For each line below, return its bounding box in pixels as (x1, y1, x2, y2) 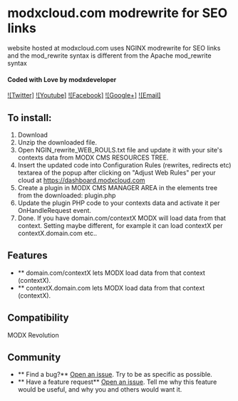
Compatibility (7, 312, 69, 324)
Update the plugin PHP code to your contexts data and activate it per (17, 198, 220, 207)
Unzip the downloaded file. (17, 137, 98, 147)
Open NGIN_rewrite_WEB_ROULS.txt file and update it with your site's (17, 145, 223, 154)
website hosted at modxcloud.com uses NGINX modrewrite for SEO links (7, 43, 221, 52)
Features (7, 249, 48, 261)
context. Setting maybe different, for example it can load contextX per (17, 221, 223, 229)
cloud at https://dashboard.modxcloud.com (17, 176, 145, 184)
